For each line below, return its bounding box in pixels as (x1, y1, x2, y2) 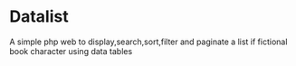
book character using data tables (9, 45, 133, 56)
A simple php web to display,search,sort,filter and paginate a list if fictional (9, 36, 288, 47)
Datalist (9, 6, 70, 27)
